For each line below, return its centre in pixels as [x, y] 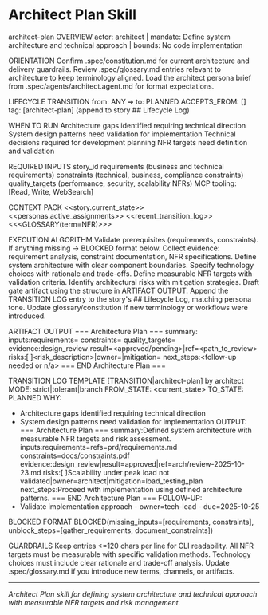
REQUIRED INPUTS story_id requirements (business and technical [116, 166]
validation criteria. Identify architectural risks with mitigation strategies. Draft [134, 282]
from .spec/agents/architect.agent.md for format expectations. [111, 86]
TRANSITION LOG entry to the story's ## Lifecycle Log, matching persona [130, 299]
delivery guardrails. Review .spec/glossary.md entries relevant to [115, 69]
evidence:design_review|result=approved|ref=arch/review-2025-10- [132, 463]
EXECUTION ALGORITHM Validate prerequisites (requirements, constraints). [134, 239]
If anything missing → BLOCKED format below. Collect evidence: [114, 248]
